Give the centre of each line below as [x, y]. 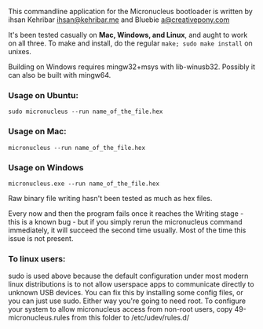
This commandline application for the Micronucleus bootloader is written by [130, 11]
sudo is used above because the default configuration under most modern [128, 276]
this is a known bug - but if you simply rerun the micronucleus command [125, 221]
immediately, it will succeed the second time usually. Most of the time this [127, 230]
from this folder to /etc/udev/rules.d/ [131, 318]
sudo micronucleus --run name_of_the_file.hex [86, 112]
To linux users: [37, 258]
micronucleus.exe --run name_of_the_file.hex [84, 184]
